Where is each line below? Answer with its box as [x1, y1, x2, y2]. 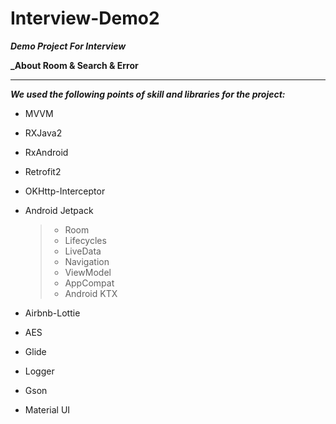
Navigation [64, 255, 110, 267]
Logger [24, 365, 55, 377]
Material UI [24, 403, 71, 416]
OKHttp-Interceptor [24, 185, 106, 197]
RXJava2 [24, 127, 63, 139]
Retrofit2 [24, 165, 62, 177]
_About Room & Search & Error [10, 59, 139, 71]
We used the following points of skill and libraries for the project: [10, 88, 286, 100]
